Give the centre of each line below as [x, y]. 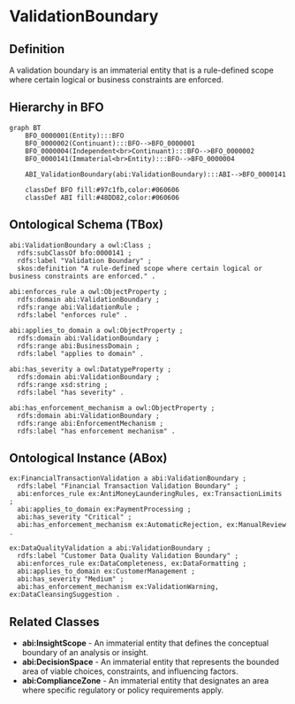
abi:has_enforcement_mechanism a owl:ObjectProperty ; [112, 408]
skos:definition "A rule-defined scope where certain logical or [140, 268]
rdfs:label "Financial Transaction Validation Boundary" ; [128, 486]
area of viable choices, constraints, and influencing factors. [130, 671]
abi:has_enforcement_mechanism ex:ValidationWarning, [118, 587]
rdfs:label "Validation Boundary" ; [84, 260]
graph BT [25, 128]
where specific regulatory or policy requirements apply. [123, 690]
